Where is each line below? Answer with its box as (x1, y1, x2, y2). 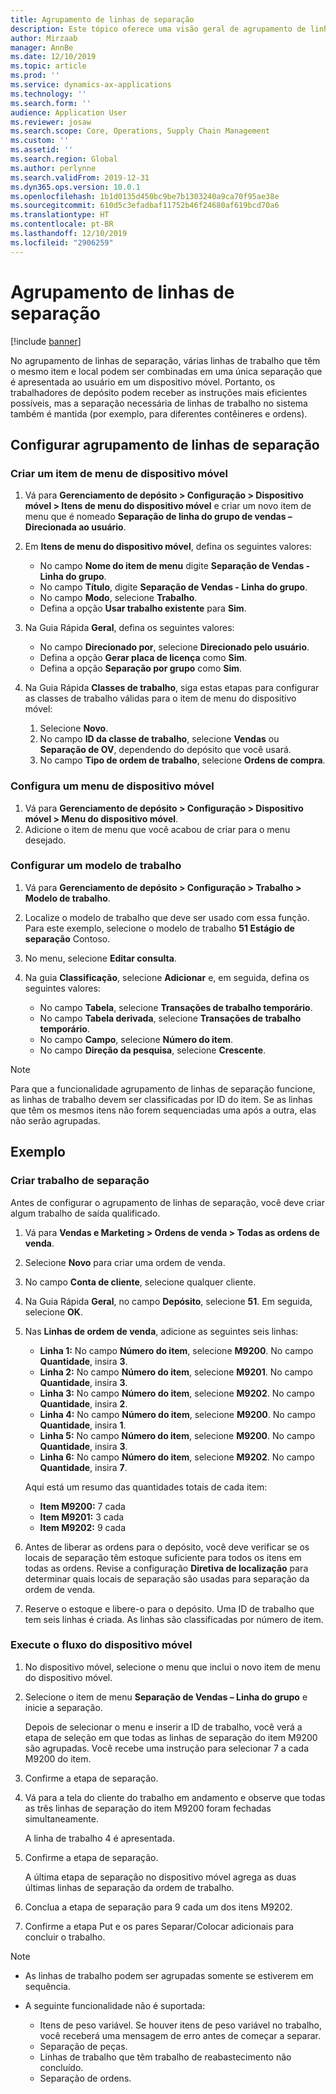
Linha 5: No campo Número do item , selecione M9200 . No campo (39, 1429, 316, 1441)
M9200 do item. (24, 1752, 92, 1765)
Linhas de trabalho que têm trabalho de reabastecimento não (39, 2051, 292, 2063)
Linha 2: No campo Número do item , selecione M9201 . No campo (39, 1366, 313, 1378)
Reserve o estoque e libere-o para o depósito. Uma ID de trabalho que (24, 1602, 315, 1615)
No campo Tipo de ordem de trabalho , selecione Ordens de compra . (39, 754, 326, 766)
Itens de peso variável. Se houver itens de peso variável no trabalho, (39, 2019, 323, 2031)
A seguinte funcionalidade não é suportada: (24, 1999, 206, 2011)
